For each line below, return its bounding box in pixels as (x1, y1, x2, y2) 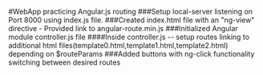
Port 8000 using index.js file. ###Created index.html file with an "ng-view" (8, 15, 255, 25)
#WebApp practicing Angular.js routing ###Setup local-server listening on (8, 7, 253, 16)
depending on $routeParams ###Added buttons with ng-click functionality (8, 49, 255, 58)
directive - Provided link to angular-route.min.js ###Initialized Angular (8, 24, 238, 33)
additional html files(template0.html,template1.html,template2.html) (8, 41, 229, 50)
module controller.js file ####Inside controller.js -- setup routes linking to (8, 32, 250, 41)
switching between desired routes (8, 57, 121, 67)
